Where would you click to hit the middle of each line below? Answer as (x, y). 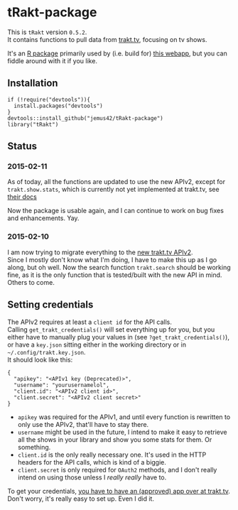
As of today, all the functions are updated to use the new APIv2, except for (117, 182)
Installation (33, 83)
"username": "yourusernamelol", (62, 385)
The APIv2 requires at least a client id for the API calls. (90, 322)
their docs (22, 197)
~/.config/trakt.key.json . (47, 352)
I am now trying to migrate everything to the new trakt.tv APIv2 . (100, 252)
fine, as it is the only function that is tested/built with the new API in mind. (115, 275)
